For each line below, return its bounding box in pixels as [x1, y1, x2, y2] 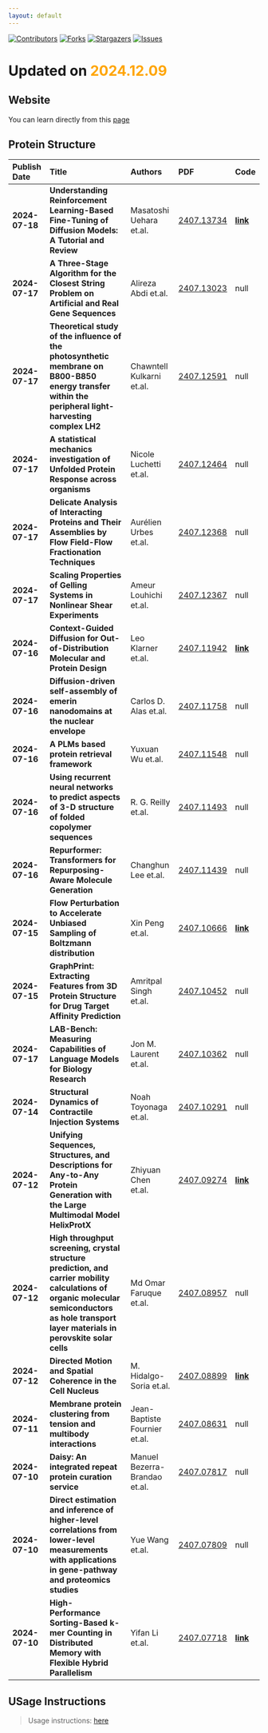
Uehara [130, 215, 158, 226]
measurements [49, 1544, 108, 1555]
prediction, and [49, 1263, 109, 1274]
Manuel [130, 1451, 159, 1463]
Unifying [49, 1129, 84, 1140]
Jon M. [130, 1039, 157, 1050]
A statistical [49, 433, 97, 445]
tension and [49, 1419, 96, 1430]
